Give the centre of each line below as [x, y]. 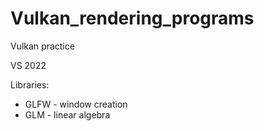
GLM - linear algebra [67, 114]
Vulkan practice [42, 46]
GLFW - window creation [76, 104]
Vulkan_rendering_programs [132, 18]
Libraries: [30, 84]
